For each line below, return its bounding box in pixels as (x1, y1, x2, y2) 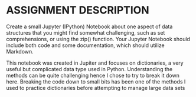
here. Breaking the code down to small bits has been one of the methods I (6, 78, 186, 85)
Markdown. (6, 48, 34, 55)
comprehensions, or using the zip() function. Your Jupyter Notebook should (6, 35, 191, 42)
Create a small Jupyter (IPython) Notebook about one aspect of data (6, 23, 173, 30)
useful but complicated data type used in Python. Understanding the (6, 65, 173, 72)
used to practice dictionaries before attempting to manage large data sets (6, 84, 185, 91)
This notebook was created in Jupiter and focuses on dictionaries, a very (6, 59, 184, 66)
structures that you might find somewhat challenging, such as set (6, 29, 165, 36)
